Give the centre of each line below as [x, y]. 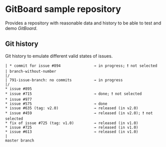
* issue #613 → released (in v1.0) [72, 132]
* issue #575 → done [56, 104]
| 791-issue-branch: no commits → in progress [64, 80]
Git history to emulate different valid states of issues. [59, 56]
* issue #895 [19, 89]
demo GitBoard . [21, 28]
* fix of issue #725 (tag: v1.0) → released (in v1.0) [72, 123]
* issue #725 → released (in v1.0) [72, 127]
